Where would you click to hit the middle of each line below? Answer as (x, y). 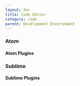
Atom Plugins (20, 53)
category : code (21, 19)
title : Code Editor (26, 14)
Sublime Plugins (23, 78)
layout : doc (18, 10)
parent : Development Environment (40, 24)
